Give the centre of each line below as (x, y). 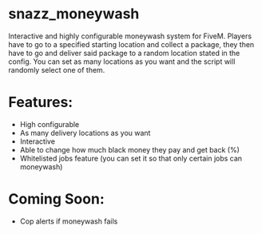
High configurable (50, 124)
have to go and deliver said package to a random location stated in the (124, 53)
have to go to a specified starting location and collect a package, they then (131, 44)
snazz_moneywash (74, 14)
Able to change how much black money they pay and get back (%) (129, 149)
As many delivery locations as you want (85, 133)
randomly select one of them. (57, 69)
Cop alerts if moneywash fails (69, 221)
